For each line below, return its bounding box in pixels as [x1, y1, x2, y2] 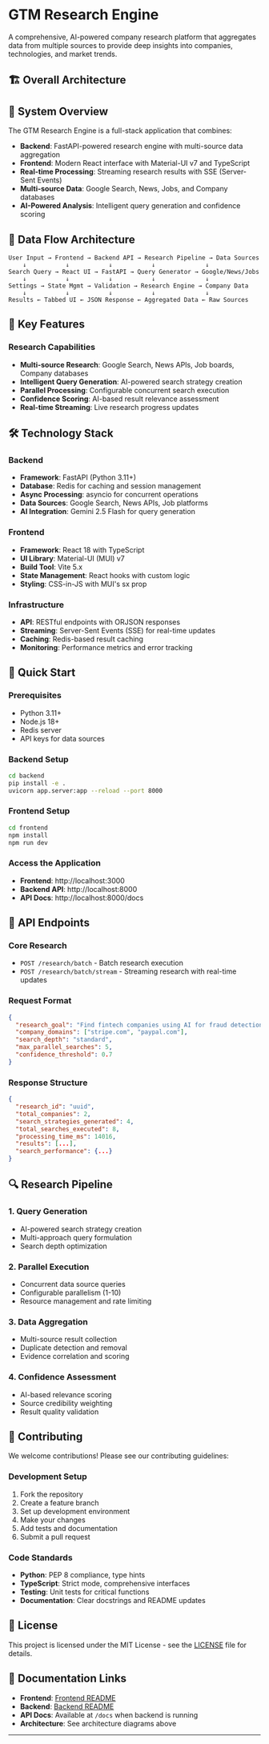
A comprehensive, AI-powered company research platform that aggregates [8, 32, 256, 42]
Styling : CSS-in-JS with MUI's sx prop [19, 579, 147, 589]
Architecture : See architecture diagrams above [19, 1718, 177, 1728]
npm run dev [8, 838, 48, 846]
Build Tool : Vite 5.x [19, 562, 82, 572]
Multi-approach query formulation [19, 1232, 132, 1242]
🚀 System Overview [8, 104, 109, 118]
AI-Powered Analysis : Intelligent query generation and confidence [19, 201, 241, 211]
